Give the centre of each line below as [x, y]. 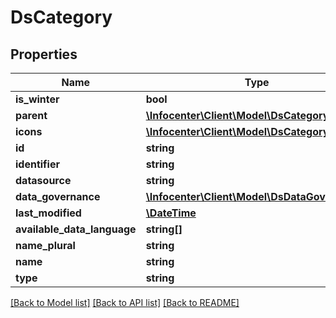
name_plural [45, 245]
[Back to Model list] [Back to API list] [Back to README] [125, 302]
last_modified [48, 213]
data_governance [58, 196]
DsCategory [61, 17]
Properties [44, 54]
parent [31, 115]
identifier [37, 164]
